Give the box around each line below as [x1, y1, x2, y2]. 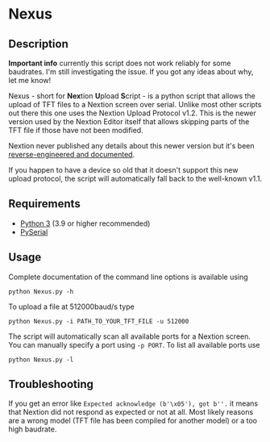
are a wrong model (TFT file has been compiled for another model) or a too [8, 416, 258, 426]
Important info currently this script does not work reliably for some [8, 58, 231, 68]
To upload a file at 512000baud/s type [8, 302, 135, 311]
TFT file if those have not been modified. [8, 126, 143, 135]
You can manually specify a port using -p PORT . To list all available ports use [8, 340, 260, 349]
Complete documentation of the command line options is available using [8, 272, 248, 281]
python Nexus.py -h [8, 287, 74, 295]
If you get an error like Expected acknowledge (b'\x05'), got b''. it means [8, 398, 259, 408]
